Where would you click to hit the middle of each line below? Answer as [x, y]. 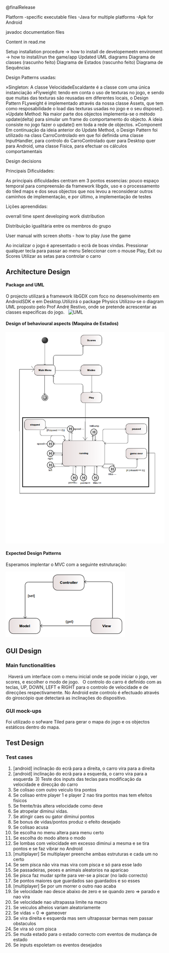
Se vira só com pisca [35, 929]
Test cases [19, 757]
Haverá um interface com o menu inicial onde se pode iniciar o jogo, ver [82, 676]
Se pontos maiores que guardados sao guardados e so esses [76, 881]
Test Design [25, 743]
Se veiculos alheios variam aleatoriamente [57, 907]
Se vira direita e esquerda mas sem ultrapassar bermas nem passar [83, 918]
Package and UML [25, 284]
